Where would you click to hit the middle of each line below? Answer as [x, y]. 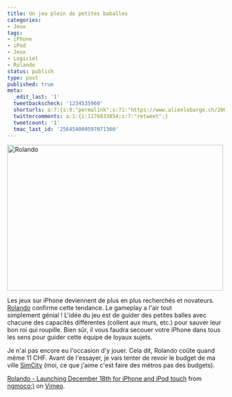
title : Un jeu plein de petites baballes [68, 13]
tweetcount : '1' [37, 123]
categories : [24, 20]
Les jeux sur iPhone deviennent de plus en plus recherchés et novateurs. [111, 300]
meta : [15, 90]
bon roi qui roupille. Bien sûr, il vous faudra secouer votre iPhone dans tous [114, 330]
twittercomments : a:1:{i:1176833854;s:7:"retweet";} [91, 116]
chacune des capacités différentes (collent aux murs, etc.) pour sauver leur [114, 322]
